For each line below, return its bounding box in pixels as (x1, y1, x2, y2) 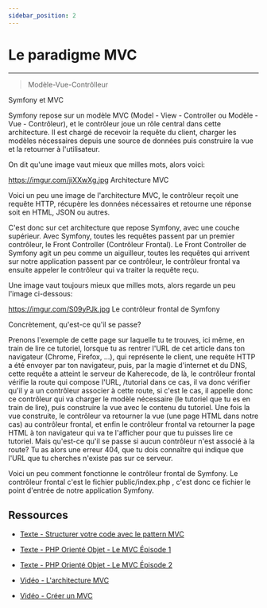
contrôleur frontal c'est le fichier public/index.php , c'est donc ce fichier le (8, 477, 252, 486)
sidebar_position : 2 (8, 11, 77, 20)
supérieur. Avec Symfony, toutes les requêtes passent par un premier (8, 231, 235, 241)
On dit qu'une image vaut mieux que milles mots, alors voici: (8, 160, 205, 169)
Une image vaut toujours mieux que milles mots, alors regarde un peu (8, 280, 236, 290)
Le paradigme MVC (8, 45, 137, 64)
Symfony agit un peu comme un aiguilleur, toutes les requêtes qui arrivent (8, 248, 250, 258)
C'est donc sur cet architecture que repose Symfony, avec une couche (8, 223, 240, 232)
